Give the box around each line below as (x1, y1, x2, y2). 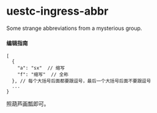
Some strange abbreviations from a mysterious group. (6, 24, 142, 32)
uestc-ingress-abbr (6, 4, 109, 18)
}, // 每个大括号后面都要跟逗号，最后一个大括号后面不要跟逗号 (12, 78, 152, 84)
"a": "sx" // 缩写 (17, 65, 65, 71)
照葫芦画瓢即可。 (6, 100, 49, 108)
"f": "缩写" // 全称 (17, 71, 69, 78)
